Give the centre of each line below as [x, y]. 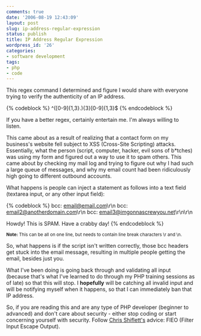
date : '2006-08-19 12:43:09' [42, 17]
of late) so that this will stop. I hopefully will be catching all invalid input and [100, 283]
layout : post [22, 23]
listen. [14, 126]
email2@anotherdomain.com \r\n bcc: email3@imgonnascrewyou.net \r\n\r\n [100, 212]
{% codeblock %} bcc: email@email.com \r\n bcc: [67, 206]
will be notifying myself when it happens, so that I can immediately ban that [99, 289]
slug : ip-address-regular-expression [53, 28]
